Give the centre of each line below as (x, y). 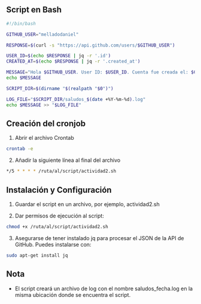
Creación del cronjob (46, 123)
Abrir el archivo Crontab (45, 138)
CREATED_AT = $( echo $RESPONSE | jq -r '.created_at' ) (73, 62)
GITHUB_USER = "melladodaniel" (42, 34)
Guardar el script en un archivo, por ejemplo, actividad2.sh (87, 204)
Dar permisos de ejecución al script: (60, 216)
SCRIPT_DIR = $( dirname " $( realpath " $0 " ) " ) (60, 88)
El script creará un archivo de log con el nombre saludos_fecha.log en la (104, 288)
